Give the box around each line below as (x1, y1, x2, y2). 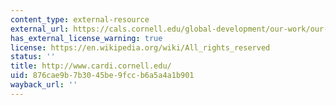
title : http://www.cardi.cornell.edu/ (10, 61, 172, 71)
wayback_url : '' (10, 80, 78, 90)
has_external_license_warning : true (10, 33, 163, 43)
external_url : (10, 24, 70, 34)
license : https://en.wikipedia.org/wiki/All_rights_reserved (10, 42, 271, 53)
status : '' (10, 52, 56, 62)
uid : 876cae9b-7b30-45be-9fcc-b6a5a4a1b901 (10, 71, 195, 81)
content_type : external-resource (10, 14, 150, 25)
